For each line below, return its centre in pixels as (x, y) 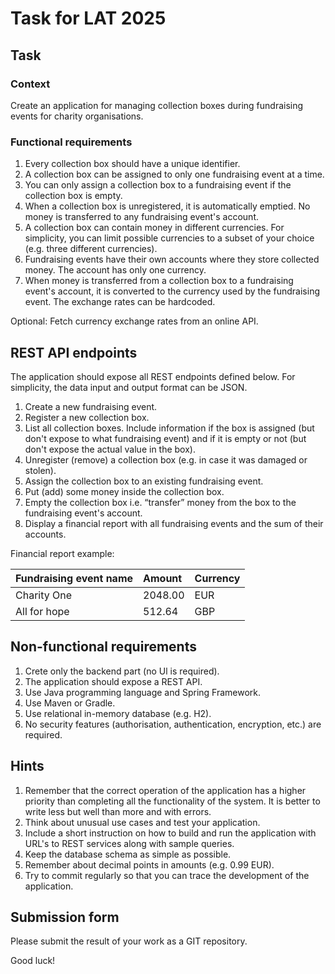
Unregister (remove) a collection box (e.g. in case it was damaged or (166, 459)
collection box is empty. (73, 196)
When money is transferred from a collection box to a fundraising (159, 281)
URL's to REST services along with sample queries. (129, 843)
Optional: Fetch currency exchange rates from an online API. (134, 321)
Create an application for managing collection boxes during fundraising (157, 105)
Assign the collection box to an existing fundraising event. (144, 481)
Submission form (65, 917)
